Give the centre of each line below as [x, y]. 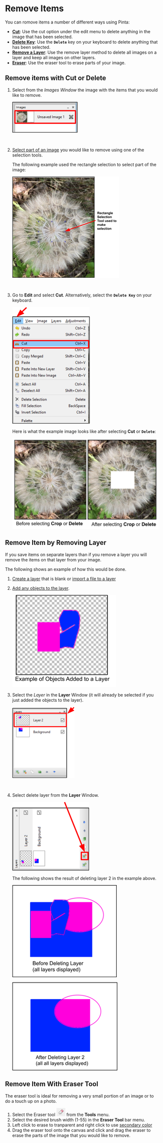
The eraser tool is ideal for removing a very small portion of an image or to [80, 1096]
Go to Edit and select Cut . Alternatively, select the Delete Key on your [82, 295]
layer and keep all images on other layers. [54, 57]
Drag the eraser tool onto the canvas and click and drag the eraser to [81, 1130]
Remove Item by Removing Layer [56, 543]
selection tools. [27, 155]
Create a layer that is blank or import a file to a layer [64, 579]
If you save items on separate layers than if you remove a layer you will [76, 554]
